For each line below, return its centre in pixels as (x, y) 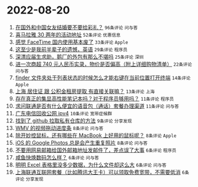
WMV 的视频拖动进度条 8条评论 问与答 (59, 128)
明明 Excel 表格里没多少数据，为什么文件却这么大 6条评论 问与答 (91, 165)
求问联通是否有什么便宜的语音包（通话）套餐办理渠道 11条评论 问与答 (97, 106)
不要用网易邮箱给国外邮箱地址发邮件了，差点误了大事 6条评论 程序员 (96, 150)
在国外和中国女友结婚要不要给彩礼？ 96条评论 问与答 (76, 27)
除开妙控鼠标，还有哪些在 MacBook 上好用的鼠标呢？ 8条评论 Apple (96, 135)
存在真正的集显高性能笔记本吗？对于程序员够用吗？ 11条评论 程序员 (95, 98)
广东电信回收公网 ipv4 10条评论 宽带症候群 (64, 113)
